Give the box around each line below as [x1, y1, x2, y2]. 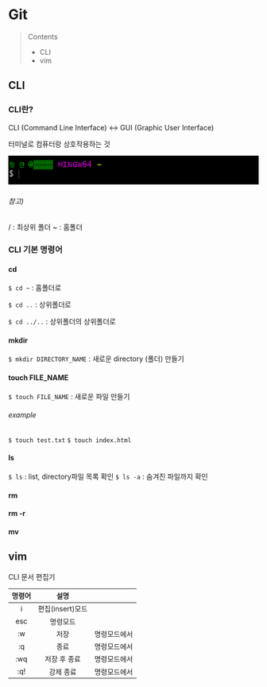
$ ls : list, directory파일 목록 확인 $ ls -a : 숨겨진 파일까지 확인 [8, 472, 208, 482]
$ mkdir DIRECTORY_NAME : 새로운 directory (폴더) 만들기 [8, 354, 184, 363]
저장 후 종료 [44, 654, 81, 664]
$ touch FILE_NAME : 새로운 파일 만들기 [8, 391, 130, 401]
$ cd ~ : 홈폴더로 [8, 283, 62, 293]
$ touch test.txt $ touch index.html [8, 436, 132, 444]
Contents [27, 32, 58, 41]
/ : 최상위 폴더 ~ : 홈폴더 [8, 223, 83, 232]
